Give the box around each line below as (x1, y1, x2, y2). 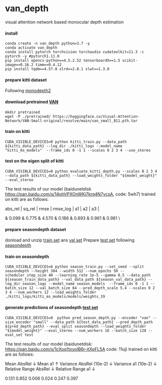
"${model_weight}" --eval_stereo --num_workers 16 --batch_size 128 (5, 328, 146, 333)
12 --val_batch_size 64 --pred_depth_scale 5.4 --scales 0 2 (29, 286, 155, 290)
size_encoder (5, 320, 32, 325)
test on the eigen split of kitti (5, 158, 64, 164)
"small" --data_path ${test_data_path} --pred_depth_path (33, 320, 153, 325)
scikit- (122, 58, 138, 63)
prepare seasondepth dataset (5, 226, 66, 232)
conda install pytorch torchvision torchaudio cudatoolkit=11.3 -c (5, 50, 145, 55)
